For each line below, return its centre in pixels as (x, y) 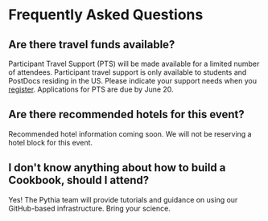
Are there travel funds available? (92, 45)
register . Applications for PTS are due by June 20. (91, 89)
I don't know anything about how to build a (117, 168)
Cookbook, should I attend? (79, 180)
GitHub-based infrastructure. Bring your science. (89, 208)
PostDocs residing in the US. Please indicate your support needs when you (133, 81)
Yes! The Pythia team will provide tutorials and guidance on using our (123, 199)
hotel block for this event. (51, 142)
